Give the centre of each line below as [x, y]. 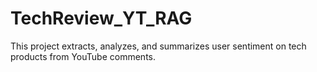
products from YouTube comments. [83, 56]
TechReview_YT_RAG [101, 18]
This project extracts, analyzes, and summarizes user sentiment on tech [158, 46]
